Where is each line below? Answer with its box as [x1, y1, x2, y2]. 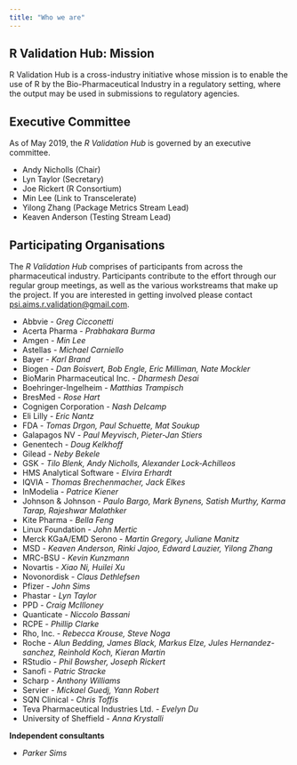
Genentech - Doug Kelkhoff [21, 439, 124, 450]
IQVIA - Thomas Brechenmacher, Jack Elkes [21, 477, 186, 487]
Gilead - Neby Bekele [21, 448, 100, 459]
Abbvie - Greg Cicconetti [21, 317, 114, 327]
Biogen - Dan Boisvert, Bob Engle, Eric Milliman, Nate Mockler [21, 364, 251, 374]
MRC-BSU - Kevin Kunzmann [21, 552, 130, 563]
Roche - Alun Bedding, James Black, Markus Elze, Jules [21, 638, 229, 648]
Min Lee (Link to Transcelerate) [21, 193, 137, 204]
